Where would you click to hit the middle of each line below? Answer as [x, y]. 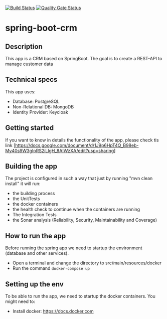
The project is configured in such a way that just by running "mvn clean [79, 179]
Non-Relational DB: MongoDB [43, 107]
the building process [34, 194]
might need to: [20, 301]
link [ [10, 145]
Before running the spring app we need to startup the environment [74, 248]
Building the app [31, 166]
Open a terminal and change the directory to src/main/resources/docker [87, 263]
